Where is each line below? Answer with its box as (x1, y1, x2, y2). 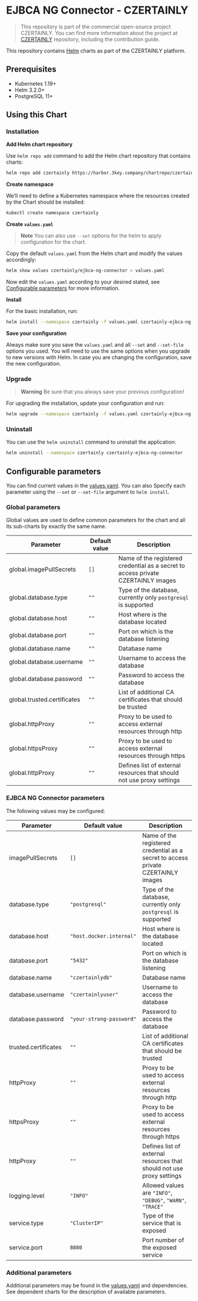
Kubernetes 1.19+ (14, 80, 57, 87)
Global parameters (6, 503, 61, 512)
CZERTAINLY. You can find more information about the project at (20, 29, 178, 36)
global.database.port (9, 631, 67, 640)
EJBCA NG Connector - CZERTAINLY (6, 4, 189, 17)
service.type (9, 1219, 44, 1227)
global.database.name (9, 644, 71, 653)
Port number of (142, 1236, 184, 1244)
